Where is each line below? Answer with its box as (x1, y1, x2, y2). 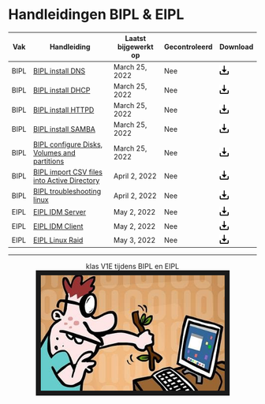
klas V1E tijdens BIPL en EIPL (85, 262, 180, 271)
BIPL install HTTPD (32, 105, 95, 114)
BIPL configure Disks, (32, 140, 103, 149)
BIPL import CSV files (32, 167, 103, 177)
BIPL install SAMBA (32, 124, 96, 133)
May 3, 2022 (113, 235, 156, 245)
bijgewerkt (117, 42, 154, 52)
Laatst (125, 34, 147, 43)
